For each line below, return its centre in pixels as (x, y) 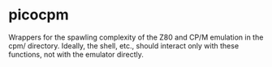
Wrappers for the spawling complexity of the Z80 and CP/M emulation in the (136, 37)
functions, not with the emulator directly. (76, 54)
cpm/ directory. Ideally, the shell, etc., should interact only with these (124, 45)
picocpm (39, 15)
